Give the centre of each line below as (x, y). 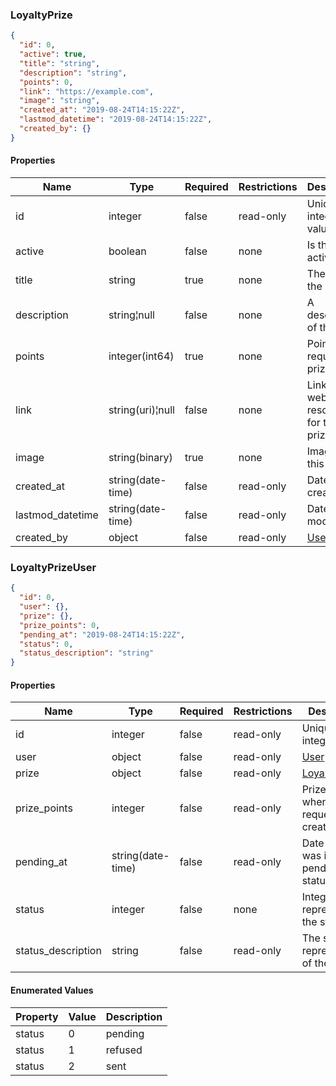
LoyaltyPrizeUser (53, 567)
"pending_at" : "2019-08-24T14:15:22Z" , (102, 634)
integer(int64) (141, 356)
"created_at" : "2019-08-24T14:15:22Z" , (102, 110)
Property (37, 1016)
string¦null (131, 315)
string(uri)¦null (141, 410)
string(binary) (140, 457)
